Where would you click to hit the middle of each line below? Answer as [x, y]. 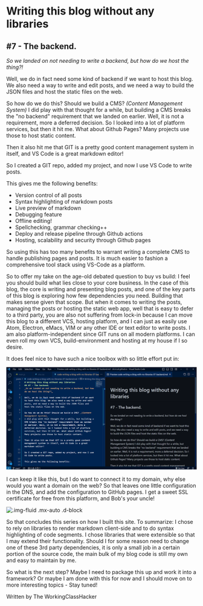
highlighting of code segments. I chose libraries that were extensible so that [101, 535]
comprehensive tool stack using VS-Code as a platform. [76, 265]
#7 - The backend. [41, 46]
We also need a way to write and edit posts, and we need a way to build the [100, 85]
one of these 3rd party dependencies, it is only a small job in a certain [93, 547]
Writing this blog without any [80, 11]
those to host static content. [41, 135]
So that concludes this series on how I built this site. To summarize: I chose [100, 522]
